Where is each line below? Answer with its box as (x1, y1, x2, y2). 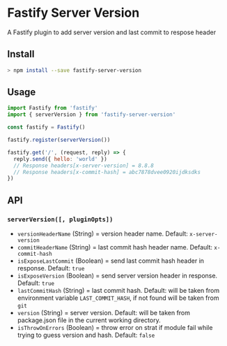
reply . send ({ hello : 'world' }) (13, 155, 108, 162)
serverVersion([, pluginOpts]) (7, 215, 113, 223)
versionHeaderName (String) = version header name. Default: (17, 229, 188, 238)
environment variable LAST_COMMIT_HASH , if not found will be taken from (17, 294, 219, 302)
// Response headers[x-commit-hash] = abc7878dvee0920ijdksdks (13, 168, 201, 175)
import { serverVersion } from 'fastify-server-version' (7, 111, 176, 118)
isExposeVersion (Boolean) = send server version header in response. (17, 271, 218, 280)
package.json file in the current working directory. (17, 316, 162, 324)
